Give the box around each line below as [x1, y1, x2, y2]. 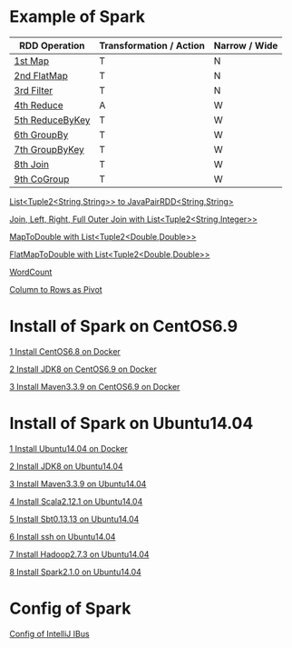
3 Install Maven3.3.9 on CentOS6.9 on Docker [9, 381, 180, 392]
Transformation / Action [99, 39, 206, 52]
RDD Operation [19, 39, 85, 52]
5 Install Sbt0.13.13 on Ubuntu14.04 [9, 513, 140, 524]
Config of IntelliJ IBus [9, 628, 90, 639]
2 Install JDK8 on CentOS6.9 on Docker [9, 364, 157, 374]
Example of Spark [9, 6, 146, 27]
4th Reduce [14, 98, 63, 111]
